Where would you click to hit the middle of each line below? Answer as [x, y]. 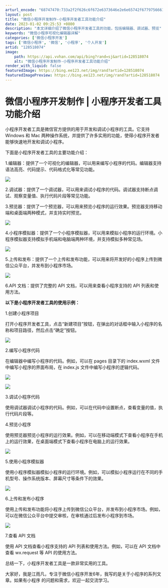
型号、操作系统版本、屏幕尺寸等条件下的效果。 [57, 478]
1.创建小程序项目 [22, 313]
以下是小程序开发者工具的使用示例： [42, 303]
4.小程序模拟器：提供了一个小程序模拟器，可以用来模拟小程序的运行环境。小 [84, 233]
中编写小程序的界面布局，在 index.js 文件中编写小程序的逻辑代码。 [73, 367]
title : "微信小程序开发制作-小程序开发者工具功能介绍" [55, 19]
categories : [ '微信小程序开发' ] [36, 38]
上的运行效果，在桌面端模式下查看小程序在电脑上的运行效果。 [69, 441]
